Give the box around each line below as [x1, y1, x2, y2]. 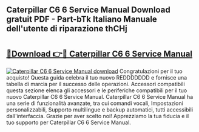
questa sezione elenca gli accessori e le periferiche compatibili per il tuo [6, 87, 187, 94]
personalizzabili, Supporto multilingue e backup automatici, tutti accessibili [6, 106, 193, 113]
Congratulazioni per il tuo [119, 68, 183, 75]
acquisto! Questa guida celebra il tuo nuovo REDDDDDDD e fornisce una [6, 74, 187, 81]
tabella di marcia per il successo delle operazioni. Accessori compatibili [6, 81, 185, 87]
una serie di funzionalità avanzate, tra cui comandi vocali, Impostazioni [6, 99, 183, 107]
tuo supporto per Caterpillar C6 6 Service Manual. [6, 119, 132, 126]
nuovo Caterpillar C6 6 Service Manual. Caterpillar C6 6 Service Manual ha [6, 93, 194, 100]
